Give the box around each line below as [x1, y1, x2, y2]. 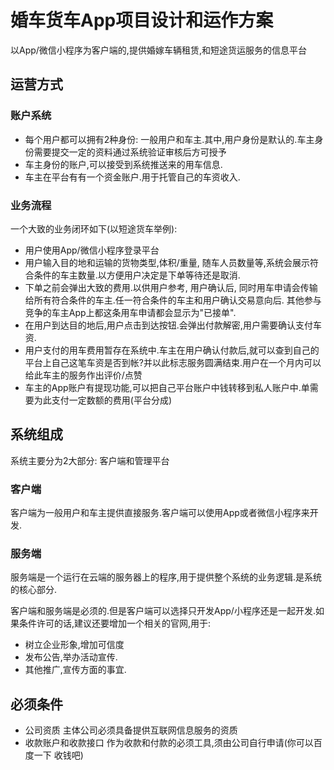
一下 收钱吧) [33, 749, 84, 761]
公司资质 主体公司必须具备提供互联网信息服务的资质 [24, 724, 238, 736]
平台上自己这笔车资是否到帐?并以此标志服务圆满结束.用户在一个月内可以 [24, 356, 322, 368]
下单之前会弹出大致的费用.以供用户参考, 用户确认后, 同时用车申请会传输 [24, 281, 318, 293]
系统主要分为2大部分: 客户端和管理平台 [10, 454, 170, 466]
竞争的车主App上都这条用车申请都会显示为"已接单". [24, 306, 237, 318]
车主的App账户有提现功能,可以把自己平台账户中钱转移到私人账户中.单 [24, 381, 310, 393]
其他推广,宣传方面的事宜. [24, 664, 127, 676]
